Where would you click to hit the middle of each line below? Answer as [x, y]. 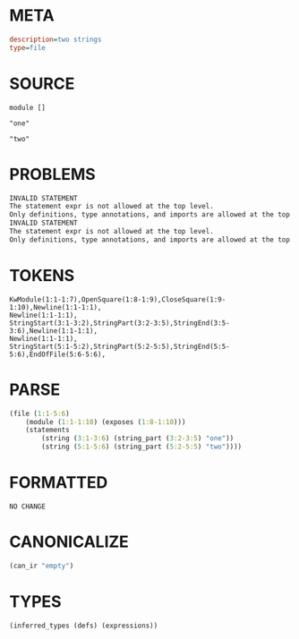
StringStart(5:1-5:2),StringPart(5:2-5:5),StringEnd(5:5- [120, 346]
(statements [47, 430]
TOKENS [42, 276]
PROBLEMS [52, 174]
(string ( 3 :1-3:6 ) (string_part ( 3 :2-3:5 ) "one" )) [138, 439]
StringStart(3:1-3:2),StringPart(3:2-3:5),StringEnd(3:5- [120, 323]
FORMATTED [59, 483]
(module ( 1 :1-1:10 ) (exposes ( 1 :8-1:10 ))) [106, 422]
